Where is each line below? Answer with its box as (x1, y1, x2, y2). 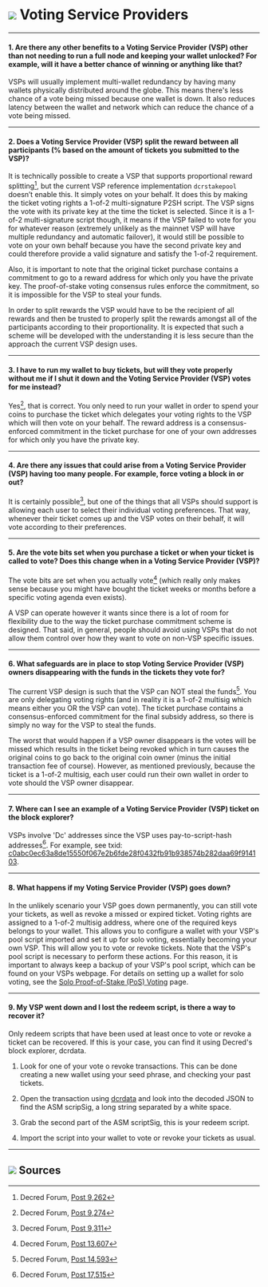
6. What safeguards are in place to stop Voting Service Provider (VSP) (8, 659, 245, 669)
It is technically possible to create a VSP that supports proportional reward (8, 172, 253, 181)
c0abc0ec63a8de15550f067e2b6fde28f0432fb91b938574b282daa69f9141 (8, 848, 256, 859)
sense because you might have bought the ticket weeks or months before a (8, 584, 257, 594)
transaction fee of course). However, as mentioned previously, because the (8, 761, 255, 771)
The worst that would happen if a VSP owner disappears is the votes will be (8, 736, 257, 745)
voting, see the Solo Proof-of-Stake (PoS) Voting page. (8, 977, 189, 986)
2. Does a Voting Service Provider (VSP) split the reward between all (8, 136, 239, 146)
